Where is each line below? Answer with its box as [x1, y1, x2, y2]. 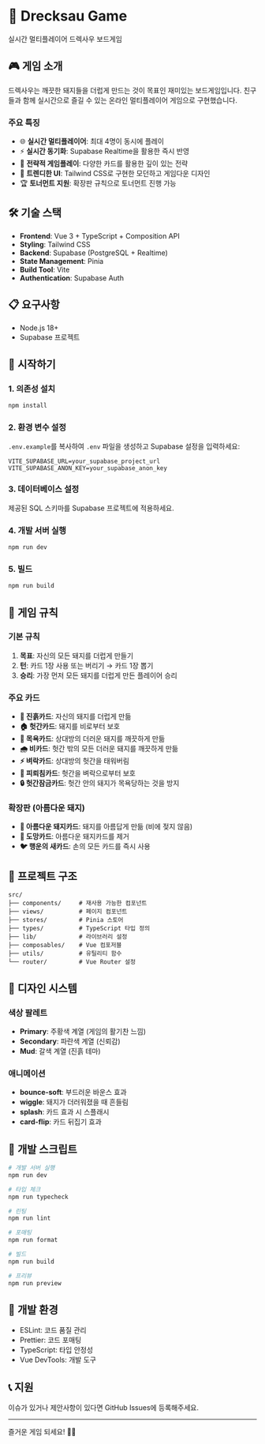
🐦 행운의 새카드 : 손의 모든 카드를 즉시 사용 [19, 841, 151, 852]
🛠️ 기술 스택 [8, 206, 62, 220]
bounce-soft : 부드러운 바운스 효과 [19, 1088, 128, 1097]
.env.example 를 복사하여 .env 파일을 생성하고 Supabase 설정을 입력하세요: [8, 442, 241, 451]
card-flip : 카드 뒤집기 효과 [19, 1117, 103, 1126]
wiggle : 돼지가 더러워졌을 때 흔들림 [19, 1097, 129, 1107]
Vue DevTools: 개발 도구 [19, 1355, 97, 1365]
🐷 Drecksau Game [8, 7, 128, 25]
